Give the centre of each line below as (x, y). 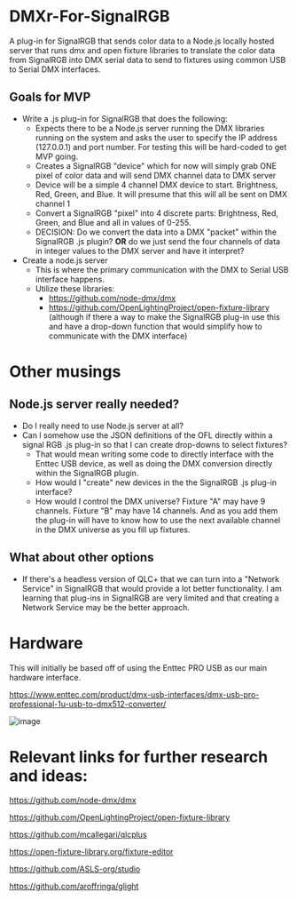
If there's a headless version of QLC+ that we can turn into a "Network (151, 578)
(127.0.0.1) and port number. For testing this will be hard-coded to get (161, 147)
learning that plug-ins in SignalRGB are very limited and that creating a (150, 598)
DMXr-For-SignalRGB (90, 16)
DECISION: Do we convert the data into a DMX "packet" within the (156, 232)
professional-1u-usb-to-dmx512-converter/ (88, 704)
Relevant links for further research (139, 757)
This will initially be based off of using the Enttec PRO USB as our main (138, 667)
